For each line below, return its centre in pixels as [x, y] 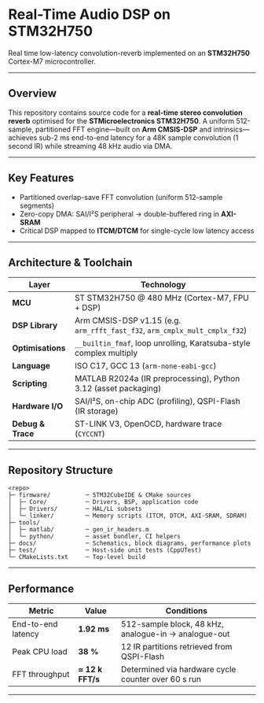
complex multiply [106, 353]
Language [31, 366]
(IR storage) [97, 411]
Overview [33, 93]
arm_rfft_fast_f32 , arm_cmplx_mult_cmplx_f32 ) [161, 331]
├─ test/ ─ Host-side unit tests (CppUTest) [105, 550]
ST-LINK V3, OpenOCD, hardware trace [148, 424]
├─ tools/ [24, 523]
